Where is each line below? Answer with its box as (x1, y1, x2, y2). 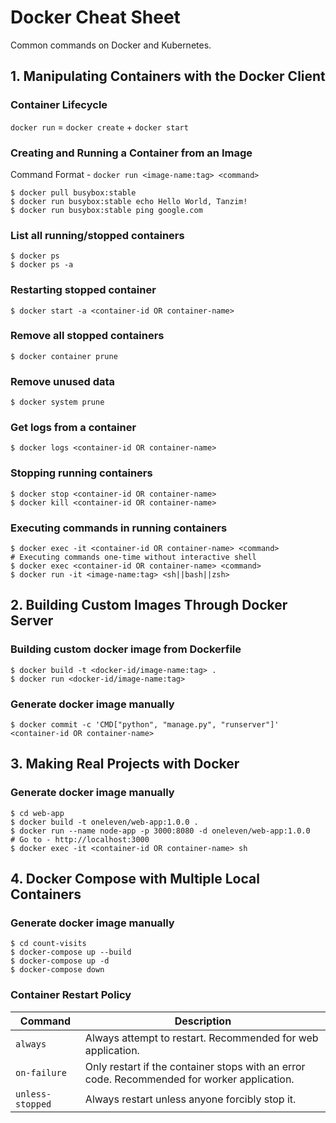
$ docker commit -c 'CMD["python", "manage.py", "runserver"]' (10, 719, 280, 730)
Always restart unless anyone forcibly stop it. (84, 1092, 297, 1106)
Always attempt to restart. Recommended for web (84, 1031, 319, 1045)
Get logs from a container (10, 421, 137, 435)
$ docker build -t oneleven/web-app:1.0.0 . (10, 817, 199, 827)
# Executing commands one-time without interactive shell (10, 552, 257, 562)
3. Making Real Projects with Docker (10, 756, 240, 773)
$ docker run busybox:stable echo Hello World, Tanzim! (10, 196, 248, 206)
